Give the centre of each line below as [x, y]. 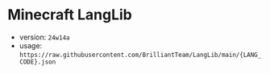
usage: [31, 45]
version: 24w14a [44, 37]
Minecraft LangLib [70, 15]
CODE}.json [37, 62]
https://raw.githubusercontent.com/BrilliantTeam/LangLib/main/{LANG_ [140, 55]
